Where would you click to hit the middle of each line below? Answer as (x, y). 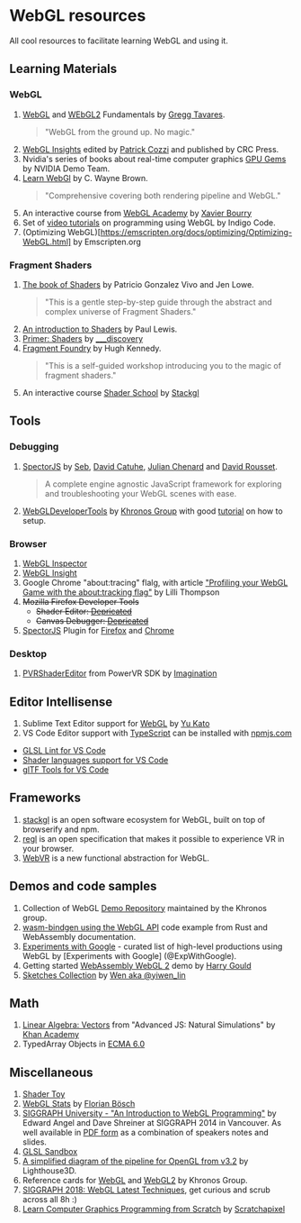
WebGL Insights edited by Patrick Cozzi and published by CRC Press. (150, 149)
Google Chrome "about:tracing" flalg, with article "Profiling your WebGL (155, 582)
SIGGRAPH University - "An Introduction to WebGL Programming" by (149, 1113)
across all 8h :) (50, 1200)
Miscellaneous (51, 1072)
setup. (34, 520)
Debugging (34, 447)
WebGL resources (78, 16)
